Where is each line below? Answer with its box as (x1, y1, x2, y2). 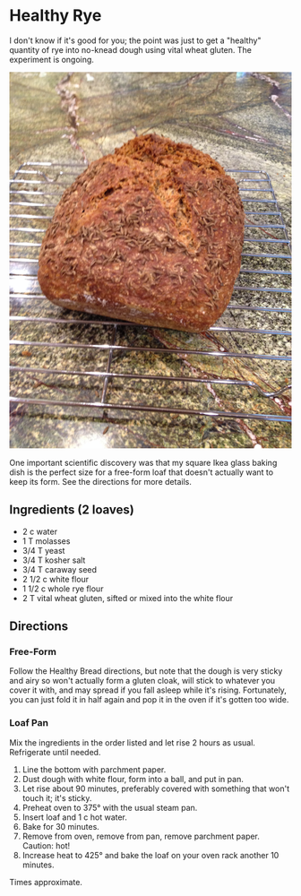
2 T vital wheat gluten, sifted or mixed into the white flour (21, 592, 234, 603)
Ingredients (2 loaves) (9, 503, 134, 518)
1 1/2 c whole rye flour (21, 583, 104, 594)
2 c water (21, 526, 58, 537)
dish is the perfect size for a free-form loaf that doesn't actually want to (9, 467, 274, 478)
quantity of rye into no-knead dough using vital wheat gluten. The (9, 44, 253, 55)
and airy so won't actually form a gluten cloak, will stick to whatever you (9, 676, 276, 686)
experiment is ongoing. (9, 54, 94, 65)
